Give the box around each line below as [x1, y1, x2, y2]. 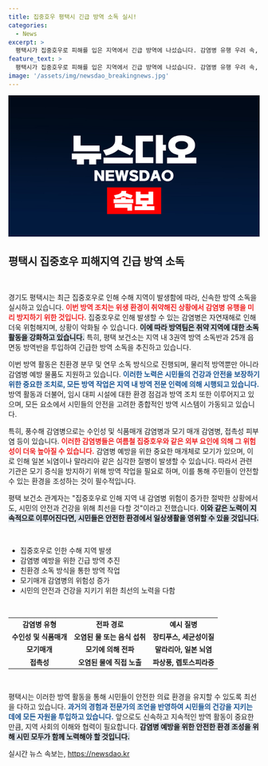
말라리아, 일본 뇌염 [154, 645, 213, 654]
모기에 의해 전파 [85, 645, 135, 654]
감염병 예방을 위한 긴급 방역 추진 [19, 556, 120, 566]
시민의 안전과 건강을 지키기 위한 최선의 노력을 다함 [19, 585, 175, 595]
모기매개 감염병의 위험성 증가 [19, 576, 110, 585]
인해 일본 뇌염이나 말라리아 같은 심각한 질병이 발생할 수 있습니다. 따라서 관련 [16, 456, 253, 466]
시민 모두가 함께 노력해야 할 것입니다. [16, 732, 130, 742]
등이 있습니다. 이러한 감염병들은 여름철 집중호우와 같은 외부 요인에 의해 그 [16, 436, 242, 447]
